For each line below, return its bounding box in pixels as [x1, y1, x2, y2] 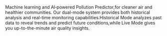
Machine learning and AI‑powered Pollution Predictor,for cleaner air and [5, 4, 153, 10]
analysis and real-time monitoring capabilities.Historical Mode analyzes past [5, 15, 162, 20]
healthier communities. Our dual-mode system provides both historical [5, 9, 151, 15]
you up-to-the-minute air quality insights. [5, 25, 90, 31]
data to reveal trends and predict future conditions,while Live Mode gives [5, 20, 156, 26]
